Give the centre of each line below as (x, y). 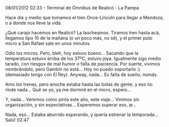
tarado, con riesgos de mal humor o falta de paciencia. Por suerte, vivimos (83, 64)
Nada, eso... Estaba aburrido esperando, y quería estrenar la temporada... (82, 114)
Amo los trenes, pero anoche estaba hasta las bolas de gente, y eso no (79, 84)
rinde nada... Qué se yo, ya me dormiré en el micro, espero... (68, 90)
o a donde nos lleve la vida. (34, 23)
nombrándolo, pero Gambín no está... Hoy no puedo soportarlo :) (73, 69)
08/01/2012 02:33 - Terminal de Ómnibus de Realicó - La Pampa (72, 8)
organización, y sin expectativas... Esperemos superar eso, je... (71, 105)
